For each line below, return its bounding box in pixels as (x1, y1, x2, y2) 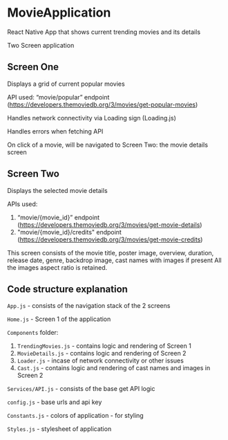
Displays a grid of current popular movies (7, 80, 126, 88)
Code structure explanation (7, 283, 128, 295)
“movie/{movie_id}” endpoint (17, 213, 100, 221)
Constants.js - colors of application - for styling (7, 412, 144, 420)
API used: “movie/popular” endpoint (7, 93, 110, 101)
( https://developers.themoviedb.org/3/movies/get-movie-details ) (17, 220, 202, 229)
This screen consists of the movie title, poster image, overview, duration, (7, 248, 214, 257)
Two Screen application (7, 41, 75, 49)
